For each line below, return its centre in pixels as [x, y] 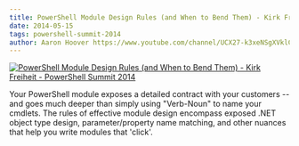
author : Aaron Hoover [49, 42]
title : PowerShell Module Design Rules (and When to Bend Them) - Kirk [145, 17]
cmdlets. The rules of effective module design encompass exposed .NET [143, 113]
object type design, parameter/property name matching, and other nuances [148, 123]
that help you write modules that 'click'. [81, 132]
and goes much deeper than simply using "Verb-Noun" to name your [136, 104]
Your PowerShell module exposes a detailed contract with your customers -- [149, 94]
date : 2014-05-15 [41, 26]
